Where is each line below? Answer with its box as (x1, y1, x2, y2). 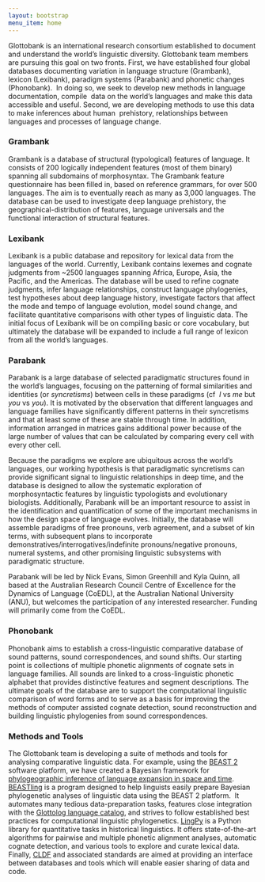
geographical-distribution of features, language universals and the (8, 204, 225, 214)
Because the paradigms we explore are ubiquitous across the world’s (8, 456, 233, 465)
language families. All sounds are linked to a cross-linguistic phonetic (8, 669, 234, 678)
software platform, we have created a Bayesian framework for (8, 766, 210, 775)
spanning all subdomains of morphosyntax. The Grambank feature (8, 171, 225, 181)
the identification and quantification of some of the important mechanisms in (8, 506, 258, 516)
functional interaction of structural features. (8, 213, 150, 223)
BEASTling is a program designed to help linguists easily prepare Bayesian (8, 782, 251, 792)
